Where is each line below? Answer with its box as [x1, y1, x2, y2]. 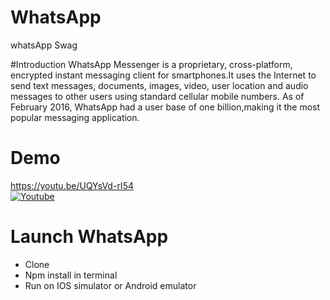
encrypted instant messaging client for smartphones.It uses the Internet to [10, 69, 317, 81]
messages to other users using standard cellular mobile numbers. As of [10, 90, 305, 102]
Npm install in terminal [24, 269, 118, 281]
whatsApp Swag [10, 39, 78, 51]
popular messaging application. [10, 111, 140, 123]
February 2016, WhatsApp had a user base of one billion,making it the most [10, 101, 321, 113]
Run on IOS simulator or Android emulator [24, 279, 197, 291]
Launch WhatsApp [10, 226, 169, 248]
